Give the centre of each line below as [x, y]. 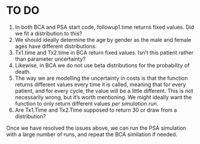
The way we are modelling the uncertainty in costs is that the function [101, 78]
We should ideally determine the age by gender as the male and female [103, 40]
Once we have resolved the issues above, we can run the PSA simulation [96, 128]
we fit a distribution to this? [48, 33]
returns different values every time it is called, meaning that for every [100, 84]
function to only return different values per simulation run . [86, 103]
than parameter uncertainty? [50, 59]
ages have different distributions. [56, 46]
